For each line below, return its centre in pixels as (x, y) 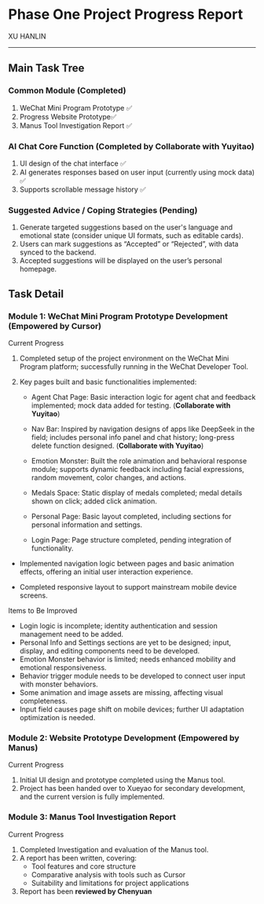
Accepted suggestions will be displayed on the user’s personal (121, 261)
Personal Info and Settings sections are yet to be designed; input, (125, 642)
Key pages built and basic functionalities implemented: (108, 382)
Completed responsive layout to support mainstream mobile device (128, 587)
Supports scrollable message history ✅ (83, 189)
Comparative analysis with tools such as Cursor (108, 874)
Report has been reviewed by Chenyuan (86, 891)
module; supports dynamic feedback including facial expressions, (138, 469)
